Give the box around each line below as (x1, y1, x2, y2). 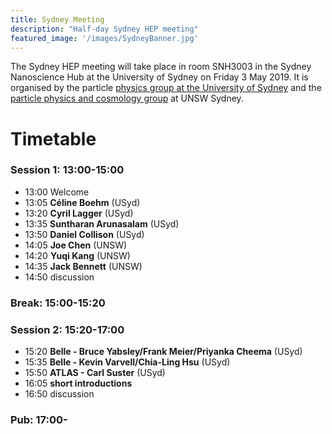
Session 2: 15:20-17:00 (10, 322, 125, 336)
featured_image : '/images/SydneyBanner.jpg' (10, 33, 199, 43)
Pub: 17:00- (10, 413, 68, 426)
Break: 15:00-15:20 (10, 296, 106, 310)
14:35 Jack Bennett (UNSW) (24, 260, 143, 272)
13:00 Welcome (24, 186, 90, 198)
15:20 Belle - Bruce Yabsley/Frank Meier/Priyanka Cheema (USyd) (24, 346, 303, 358)
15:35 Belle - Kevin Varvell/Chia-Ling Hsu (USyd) (24, 356, 231, 368)
